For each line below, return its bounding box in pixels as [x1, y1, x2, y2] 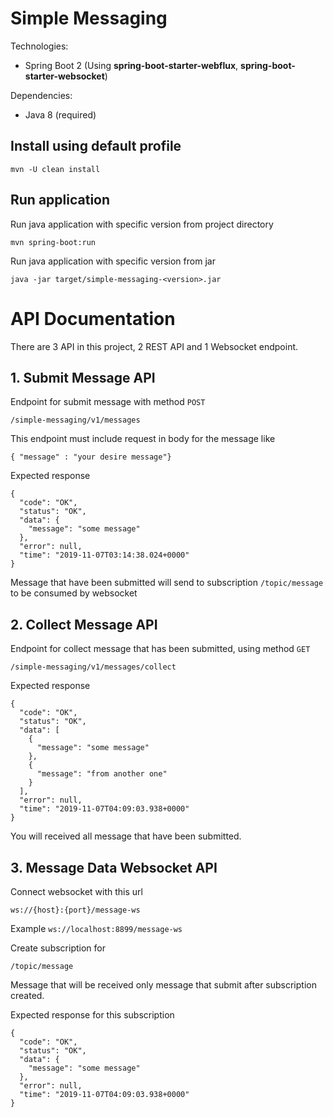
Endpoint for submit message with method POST [10, 396, 206, 408]
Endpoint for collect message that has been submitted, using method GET [10, 643, 311, 655]
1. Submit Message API [10, 369, 156, 386]
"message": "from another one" [36, 769, 168, 779]
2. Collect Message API [10, 616, 158, 633]
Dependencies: [10, 89, 73, 101]
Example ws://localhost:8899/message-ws [10, 922, 183, 934]
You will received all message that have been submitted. [10, 830, 242, 842]
